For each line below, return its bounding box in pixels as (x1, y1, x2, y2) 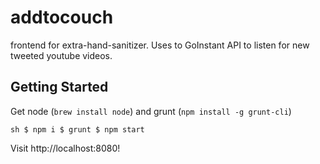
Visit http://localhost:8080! (10, 142, 121, 154)
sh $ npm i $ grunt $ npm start (10, 124, 145, 135)
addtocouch (10, 6, 114, 29)
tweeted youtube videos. (10, 49, 113, 61)
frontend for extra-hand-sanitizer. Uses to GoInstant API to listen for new (10, 39, 310, 51)
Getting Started (10, 79, 109, 96)
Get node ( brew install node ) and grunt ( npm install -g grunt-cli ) (10, 105, 292, 117)
